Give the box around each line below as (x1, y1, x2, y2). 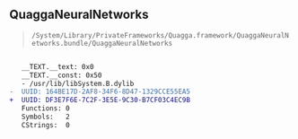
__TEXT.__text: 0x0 (21, 62, 94, 71)
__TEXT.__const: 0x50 (21, 71, 102, 80)
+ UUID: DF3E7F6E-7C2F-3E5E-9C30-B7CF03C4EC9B (9, 96, 191, 105)
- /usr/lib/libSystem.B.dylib (21, 79, 135, 88)
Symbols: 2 (21, 112, 70, 122)
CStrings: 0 (21, 120, 70, 129)
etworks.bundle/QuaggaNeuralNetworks (31, 39, 173, 48)
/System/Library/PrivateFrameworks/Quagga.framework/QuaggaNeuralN (31, 30, 289, 39)
